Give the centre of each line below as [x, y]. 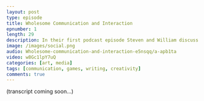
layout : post [23, 12]
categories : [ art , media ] [39, 63]
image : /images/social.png [41, 46]
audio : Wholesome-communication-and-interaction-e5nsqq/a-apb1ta [91, 52]
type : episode [25, 18]
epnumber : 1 [21, 29]
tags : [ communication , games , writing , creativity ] [74, 68]
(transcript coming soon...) [40, 91]
